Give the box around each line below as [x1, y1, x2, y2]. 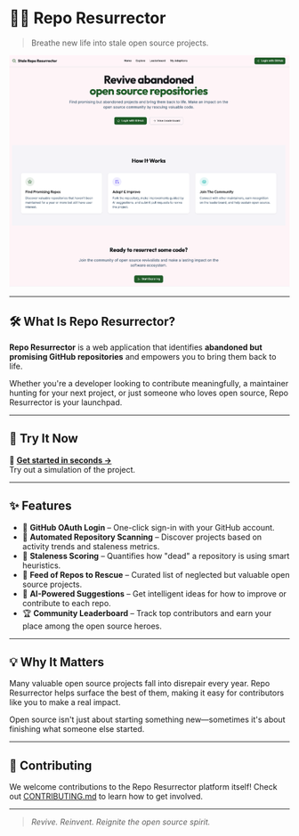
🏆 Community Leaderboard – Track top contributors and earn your [21, 607, 272, 618]
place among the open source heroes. [21, 621, 162, 631]
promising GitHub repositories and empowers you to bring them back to [9, 352, 277, 362]
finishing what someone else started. [9, 724, 145, 735]
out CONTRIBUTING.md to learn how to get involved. [9, 791, 203, 802]
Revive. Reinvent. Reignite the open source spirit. [30, 816, 211, 827]
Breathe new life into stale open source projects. [30, 37, 209, 48]
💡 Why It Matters [9, 654, 105, 670]
